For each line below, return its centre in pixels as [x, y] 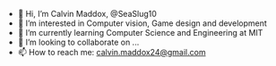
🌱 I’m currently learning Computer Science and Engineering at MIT [140, 33]
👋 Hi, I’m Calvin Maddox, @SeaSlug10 [87, 14]
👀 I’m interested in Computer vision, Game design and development [142, 23]
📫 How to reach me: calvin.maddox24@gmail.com [112, 52]
